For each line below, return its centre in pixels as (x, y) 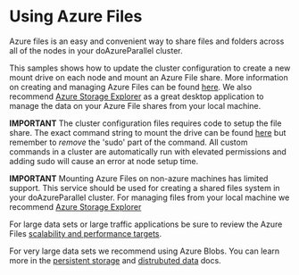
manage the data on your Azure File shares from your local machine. (135, 105)
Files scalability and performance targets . (86, 233)
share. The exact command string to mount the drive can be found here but (148, 132)
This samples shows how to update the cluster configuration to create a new (150, 68)
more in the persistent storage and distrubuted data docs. (115, 260)
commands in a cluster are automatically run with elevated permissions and (148, 151)
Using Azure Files (76, 17)
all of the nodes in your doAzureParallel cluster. (96, 50)
